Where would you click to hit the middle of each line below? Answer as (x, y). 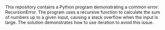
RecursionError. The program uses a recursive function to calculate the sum (83, 12)
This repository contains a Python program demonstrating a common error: (82, 7)
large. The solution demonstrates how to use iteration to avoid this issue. (80, 22)
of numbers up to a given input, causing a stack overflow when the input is (82, 17)
